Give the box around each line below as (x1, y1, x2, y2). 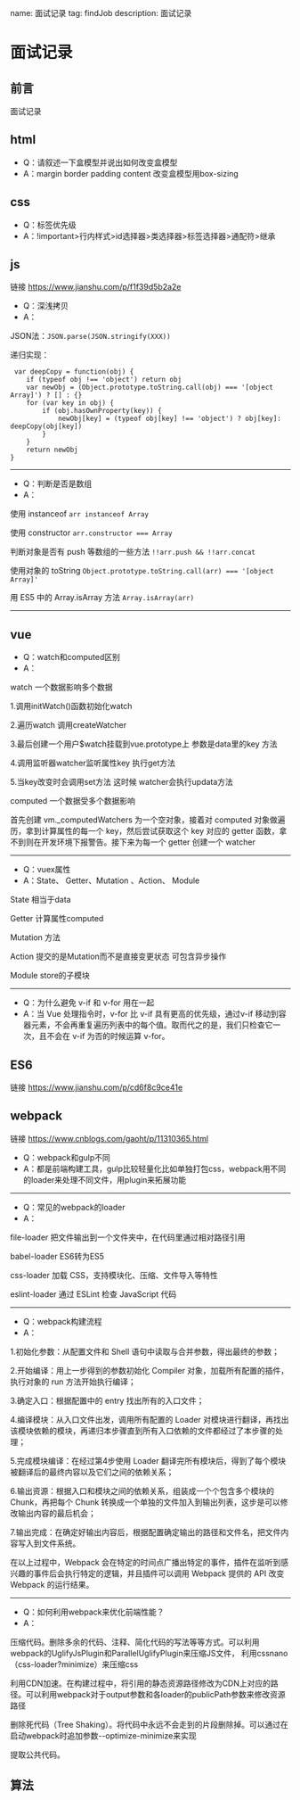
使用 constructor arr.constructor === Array (10, 527, 173, 538)
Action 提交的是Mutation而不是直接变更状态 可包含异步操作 (10, 951, 227, 962)
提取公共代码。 (10, 1749, 65, 1760)
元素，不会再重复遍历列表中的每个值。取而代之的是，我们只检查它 (30, 1020, 273, 1030)
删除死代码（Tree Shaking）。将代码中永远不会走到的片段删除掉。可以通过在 (10, 1719, 288, 1730)
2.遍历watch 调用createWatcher (10, 720, 127, 731)
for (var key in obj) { (26, 399, 115, 408)
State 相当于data (10, 895, 71, 905)
